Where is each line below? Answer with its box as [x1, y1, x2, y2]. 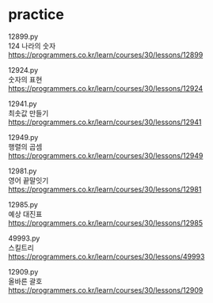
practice [8, 6, 65, 24]
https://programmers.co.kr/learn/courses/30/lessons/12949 [8, 150, 203, 160]
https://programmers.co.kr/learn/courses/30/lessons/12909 [8, 285, 203, 294]
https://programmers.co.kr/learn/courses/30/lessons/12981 [8, 184, 202, 194]
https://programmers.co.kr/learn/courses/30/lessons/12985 [8, 218, 203, 227]
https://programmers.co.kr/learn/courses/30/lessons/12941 [8, 117, 202, 127]
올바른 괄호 [8, 276, 43, 286]
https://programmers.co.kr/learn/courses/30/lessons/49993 [8, 252, 205, 261]
